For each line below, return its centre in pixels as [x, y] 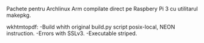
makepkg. [19, 15]
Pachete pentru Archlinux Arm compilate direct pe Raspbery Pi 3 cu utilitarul [102, 9]
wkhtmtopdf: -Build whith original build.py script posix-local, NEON [91, 27]
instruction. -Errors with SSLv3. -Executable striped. [72, 33]
